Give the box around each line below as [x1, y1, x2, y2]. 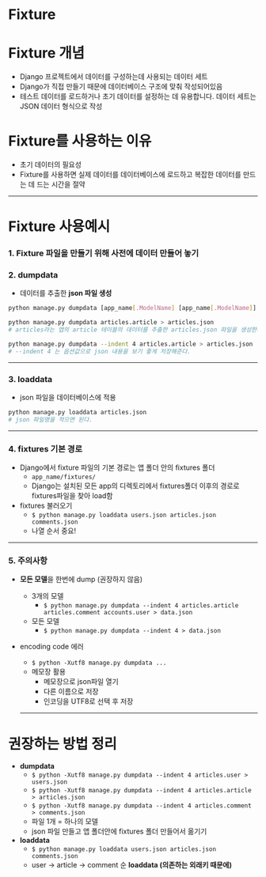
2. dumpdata [8, 270, 59, 281]
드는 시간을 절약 [36, 180, 85, 189]
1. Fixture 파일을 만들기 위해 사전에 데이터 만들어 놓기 [8, 248, 199, 259]
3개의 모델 [31, 592, 64, 601]
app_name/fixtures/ [31, 473, 97, 482]
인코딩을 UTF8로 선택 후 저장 [43, 697, 134, 706]
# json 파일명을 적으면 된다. [8, 416, 93, 424]
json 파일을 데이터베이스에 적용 [19, 393, 116, 403]
